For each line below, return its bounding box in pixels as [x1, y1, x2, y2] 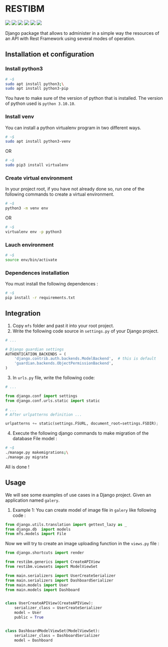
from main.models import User [5, 582, 69, 587]
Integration [5, 309, 41, 318]
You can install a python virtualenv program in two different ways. [5, 125, 141, 131]
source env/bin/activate [5, 258, 57, 263]
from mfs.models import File [5, 532, 66, 537]
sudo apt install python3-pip [5, 86, 69, 91]
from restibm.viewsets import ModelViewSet [5, 564, 98, 569]
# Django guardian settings [5, 346, 64, 352]
